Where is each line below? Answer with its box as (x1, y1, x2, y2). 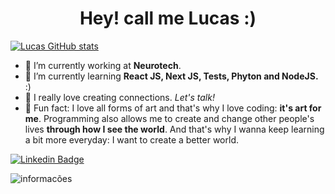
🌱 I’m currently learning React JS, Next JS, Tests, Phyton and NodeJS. (24, 70, 319, 82)
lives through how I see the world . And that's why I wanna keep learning (24, 123, 325, 135)
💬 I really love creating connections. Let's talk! (24, 91, 215, 103)
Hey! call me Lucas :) (79, 7, 257, 30)
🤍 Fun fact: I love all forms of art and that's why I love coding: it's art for (24, 102, 322, 114)
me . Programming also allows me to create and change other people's (24, 112, 315, 124)
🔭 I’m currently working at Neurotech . (24, 59, 182, 71)
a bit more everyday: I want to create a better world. (24, 133, 239, 146)
